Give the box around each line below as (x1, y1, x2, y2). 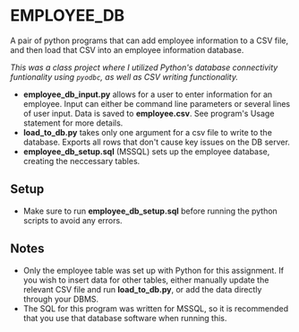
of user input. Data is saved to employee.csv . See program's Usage (22, 108, 275, 118)
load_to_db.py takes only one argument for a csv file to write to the (22, 127, 272, 137)
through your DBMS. (22, 293, 99, 304)
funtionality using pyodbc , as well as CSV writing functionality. (10, 71, 238, 82)
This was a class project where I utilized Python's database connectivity (10, 62, 278, 73)
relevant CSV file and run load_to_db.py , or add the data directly (22, 284, 262, 294)
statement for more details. (22, 118, 124, 128)
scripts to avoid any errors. (22, 214, 124, 225)
